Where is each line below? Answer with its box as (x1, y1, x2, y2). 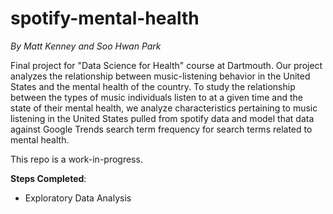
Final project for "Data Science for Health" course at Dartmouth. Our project (10, 59, 323, 71)
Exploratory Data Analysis (24, 192, 132, 204)
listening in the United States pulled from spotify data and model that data (10, 112, 315, 124)
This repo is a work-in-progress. (10, 153, 143, 165)
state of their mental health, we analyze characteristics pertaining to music (10, 102, 318, 114)
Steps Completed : (10, 172, 87, 184)
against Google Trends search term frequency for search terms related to (10, 123, 313, 135)
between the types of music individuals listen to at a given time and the (10, 91, 303, 103)
